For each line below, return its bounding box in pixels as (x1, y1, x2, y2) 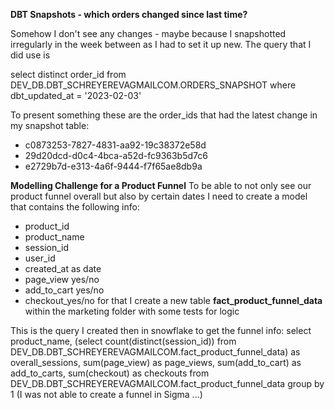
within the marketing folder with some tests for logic (24, 305, 240, 317)
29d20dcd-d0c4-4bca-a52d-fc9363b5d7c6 (24, 150, 208, 161)
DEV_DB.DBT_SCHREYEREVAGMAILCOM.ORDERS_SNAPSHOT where (10, 79, 297, 91)
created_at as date (24, 263, 102, 274)
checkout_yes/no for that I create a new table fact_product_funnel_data (24, 295, 323, 306)
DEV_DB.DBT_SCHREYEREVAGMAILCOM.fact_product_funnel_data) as (10, 346, 301, 358)
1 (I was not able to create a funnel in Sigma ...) (10, 389, 203, 400)
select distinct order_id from (10, 69, 127, 80)
